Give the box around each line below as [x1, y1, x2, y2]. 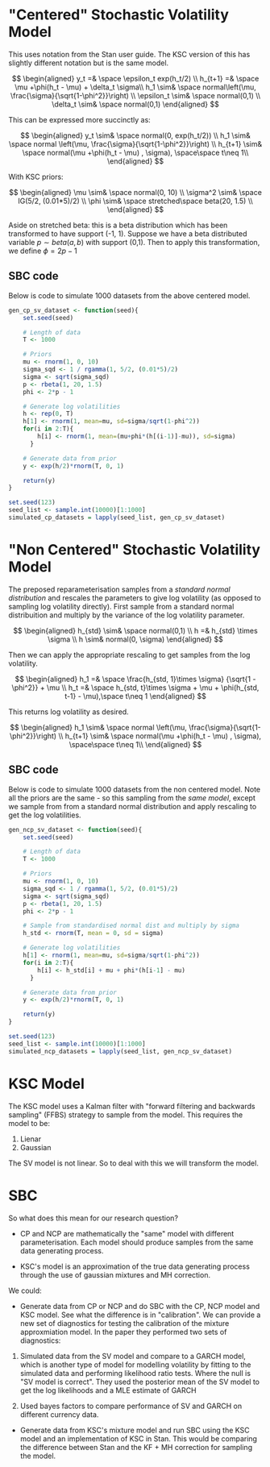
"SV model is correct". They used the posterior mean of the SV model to [19, 1377, 260, 1386]
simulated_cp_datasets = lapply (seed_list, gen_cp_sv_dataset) [8, 513, 226, 522]
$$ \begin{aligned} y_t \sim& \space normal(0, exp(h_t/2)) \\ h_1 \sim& [19, 131, 251, 140]
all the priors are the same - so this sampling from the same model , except [8, 792, 255, 803]
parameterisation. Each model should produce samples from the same [19, 1237, 254, 1247]
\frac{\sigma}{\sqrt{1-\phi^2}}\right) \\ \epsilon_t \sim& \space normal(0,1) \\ [10, 90, 261, 100]
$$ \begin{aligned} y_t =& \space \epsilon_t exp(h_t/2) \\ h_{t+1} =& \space [11, 73, 260, 83]
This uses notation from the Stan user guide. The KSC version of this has [8, 49, 251, 59]
